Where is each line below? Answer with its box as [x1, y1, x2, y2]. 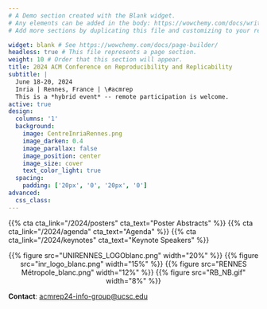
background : [15, 123, 56, 131]
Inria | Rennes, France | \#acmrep [15, 85, 133, 93]
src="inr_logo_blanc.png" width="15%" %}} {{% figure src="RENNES [19, 259, 248, 268]
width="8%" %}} [106, 276, 161, 285]
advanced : [8, 189, 41, 197]
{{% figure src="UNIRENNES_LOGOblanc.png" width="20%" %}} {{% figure [8, 250, 259, 260]
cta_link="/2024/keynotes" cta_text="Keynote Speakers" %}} [8, 235, 210, 244]
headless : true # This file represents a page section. [8, 49, 197, 57]
